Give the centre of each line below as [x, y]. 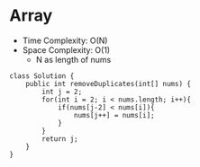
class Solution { [42, 76]
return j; [60, 139]
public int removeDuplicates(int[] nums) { [109, 83]
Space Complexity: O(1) [66, 49]
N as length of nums [73, 59]
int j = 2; [62, 92]
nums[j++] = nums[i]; [114, 115]
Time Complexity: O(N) [65, 40]
